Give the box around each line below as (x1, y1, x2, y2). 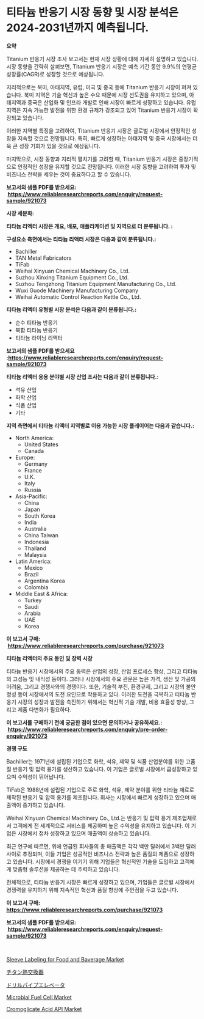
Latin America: (15, 557, 52, 565)
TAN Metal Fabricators (15, 254, 72, 262)
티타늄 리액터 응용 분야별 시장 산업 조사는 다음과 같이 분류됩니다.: (6, 373, 159, 380)
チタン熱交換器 (6, 968, 44, 976)
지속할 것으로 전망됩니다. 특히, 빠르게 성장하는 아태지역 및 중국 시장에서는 (17, 134, 192, 142)
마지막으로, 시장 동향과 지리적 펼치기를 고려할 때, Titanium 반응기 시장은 (6, 155, 178, 163)
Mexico (24, 564, 43, 572)
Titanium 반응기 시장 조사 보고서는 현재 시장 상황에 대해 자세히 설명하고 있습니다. (6, 55, 199, 62)
